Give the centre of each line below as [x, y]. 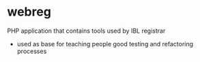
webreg [29, 12]
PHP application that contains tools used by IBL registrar [86, 31]
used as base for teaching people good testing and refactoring [105, 44]
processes [32, 51]
